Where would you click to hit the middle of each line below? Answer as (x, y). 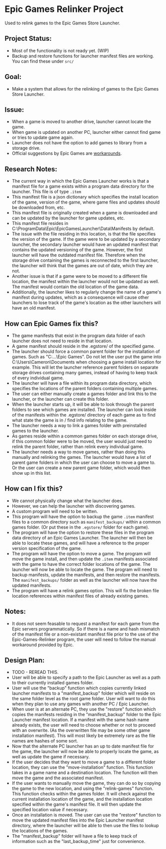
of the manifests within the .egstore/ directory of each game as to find (83, 415)
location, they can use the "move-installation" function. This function (82, 767)
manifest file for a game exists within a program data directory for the (83, 186)
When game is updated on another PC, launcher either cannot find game (86, 132)
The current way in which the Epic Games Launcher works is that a (81, 181)
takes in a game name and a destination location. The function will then (85, 773)
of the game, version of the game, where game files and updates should (86, 202)
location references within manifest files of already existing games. (81, 596)
